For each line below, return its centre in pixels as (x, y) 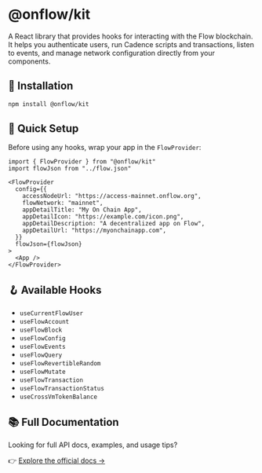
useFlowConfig (42, 339)
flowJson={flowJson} (49, 244)
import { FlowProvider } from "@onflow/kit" (82, 162)
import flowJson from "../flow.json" (70, 169)
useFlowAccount (44, 322)
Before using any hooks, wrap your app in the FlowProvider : (105, 148)
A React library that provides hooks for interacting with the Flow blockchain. (131, 36)
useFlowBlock (41, 330)
